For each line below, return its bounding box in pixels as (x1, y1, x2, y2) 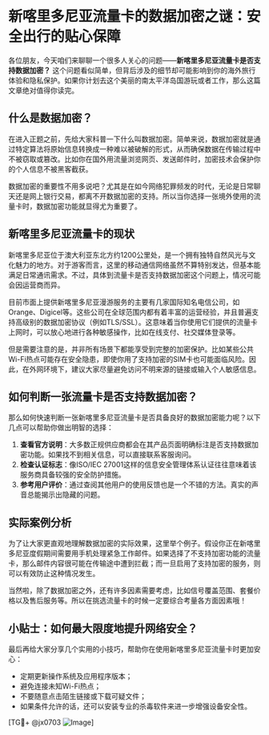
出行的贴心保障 (22, 27, 122, 46)
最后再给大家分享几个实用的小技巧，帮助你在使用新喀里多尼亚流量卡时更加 (8, 644, 254, 654)
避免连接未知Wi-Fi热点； (19, 681, 102, 691)
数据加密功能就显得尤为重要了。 (35, 201, 142, 211)
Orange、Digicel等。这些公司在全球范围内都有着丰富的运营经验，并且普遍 (8, 307, 252, 317)
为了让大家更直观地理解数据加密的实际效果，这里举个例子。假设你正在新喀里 (8, 538, 261, 548)
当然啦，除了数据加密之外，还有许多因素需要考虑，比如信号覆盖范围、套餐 (8, 586, 254, 595)
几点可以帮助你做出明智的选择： (8, 423, 114, 432)
